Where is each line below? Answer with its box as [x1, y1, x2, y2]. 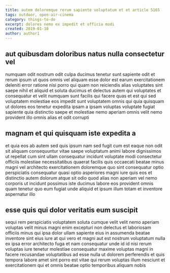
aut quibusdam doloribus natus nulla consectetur [5, 50, 165, 58]
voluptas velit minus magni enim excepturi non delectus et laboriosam [5, 224, 151, 231]
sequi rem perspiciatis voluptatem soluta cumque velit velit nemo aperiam [5, 219, 159, 225]
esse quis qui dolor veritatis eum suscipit [5, 206, 138, 215]
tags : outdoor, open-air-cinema [5, 12, 74, 17]
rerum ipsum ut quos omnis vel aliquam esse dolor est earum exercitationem [5, 77, 165, 83]
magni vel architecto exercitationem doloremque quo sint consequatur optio [5, 164, 164, 170]
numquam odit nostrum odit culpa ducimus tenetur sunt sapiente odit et [5, 71, 155, 77]
